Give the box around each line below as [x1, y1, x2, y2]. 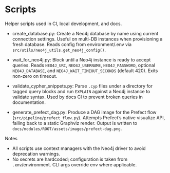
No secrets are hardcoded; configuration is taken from [12, 156, 128, 162]
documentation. [12, 99, 46, 105]
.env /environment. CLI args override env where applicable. [12, 161, 137, 167]
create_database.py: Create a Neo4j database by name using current [12, 30, 159, 36]
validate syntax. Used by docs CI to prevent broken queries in [12, 94, 143, 100]
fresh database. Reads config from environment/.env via [12, 41, 132, 47]
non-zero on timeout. [12, 73, 58, 79]
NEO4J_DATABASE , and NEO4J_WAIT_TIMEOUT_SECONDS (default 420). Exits [12, 68, 158, 74]
